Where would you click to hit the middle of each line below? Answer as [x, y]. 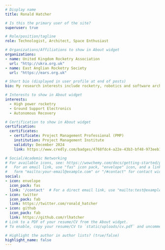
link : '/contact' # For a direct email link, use [62, 190]
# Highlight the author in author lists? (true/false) [62, 235]
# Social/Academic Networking [36, 158]
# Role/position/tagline [30, 37]
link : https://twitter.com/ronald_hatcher [54, 204]
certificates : [24, 131]
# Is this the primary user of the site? [48, 23]
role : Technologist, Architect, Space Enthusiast [57, 41]
